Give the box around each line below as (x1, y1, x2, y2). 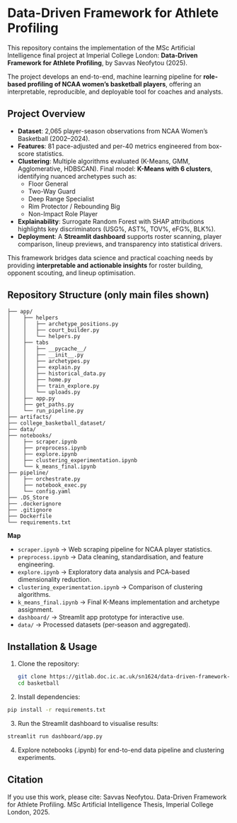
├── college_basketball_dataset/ (7, 420, 106, 427)
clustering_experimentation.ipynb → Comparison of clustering (17, 583, 203, 591)
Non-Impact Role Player (28, 209, 98, 218)
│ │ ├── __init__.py (7, 351, 83, 359)
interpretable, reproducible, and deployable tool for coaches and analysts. (7, 87, 224, 96)
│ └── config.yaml (7, 488, 71, 495)
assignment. (17, 605, 54, 614)
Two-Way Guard (28, 186, 76, 196)
